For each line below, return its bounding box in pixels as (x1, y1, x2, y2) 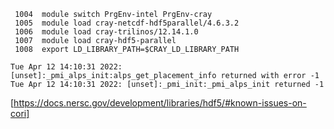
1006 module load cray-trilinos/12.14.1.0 (14, 27, 199, 37)
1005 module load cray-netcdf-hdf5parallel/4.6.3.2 (14, 18, 240, 28)
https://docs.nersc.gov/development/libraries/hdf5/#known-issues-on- (13, 97, 307, 109)
